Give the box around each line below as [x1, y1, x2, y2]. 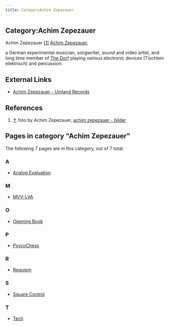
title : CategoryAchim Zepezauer [5, 7, 74, 13]
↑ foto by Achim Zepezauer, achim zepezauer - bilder [12, 117, 126, 123]
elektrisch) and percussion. [5, 61, 63, 67]
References [5, 103, 43, 112]
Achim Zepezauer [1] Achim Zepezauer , [5, 40, 88, 46]
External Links [5, 75, 52, 84]
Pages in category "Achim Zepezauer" [5, 132, 131, 141]
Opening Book [12, 218, 43, 224]
